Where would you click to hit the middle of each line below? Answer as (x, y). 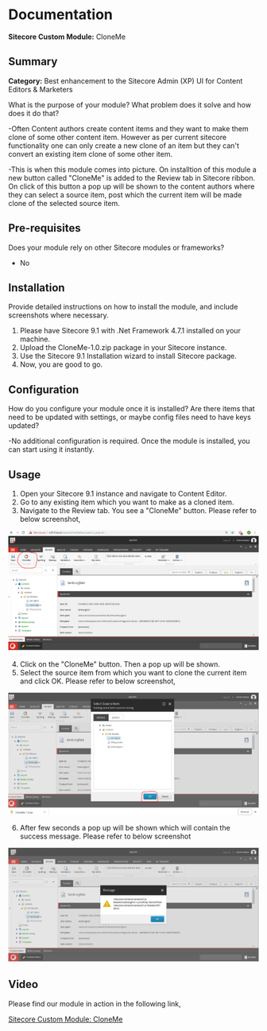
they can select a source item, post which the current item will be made (125, 195)
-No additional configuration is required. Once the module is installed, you (129, 441)
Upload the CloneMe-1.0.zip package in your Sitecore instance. (123, 348)
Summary (33, 62)
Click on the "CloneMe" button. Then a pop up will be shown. (120, 664)
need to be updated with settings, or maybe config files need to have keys (130, 417)
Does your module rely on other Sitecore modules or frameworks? (116, 247)
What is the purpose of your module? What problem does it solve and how (130, 104)
